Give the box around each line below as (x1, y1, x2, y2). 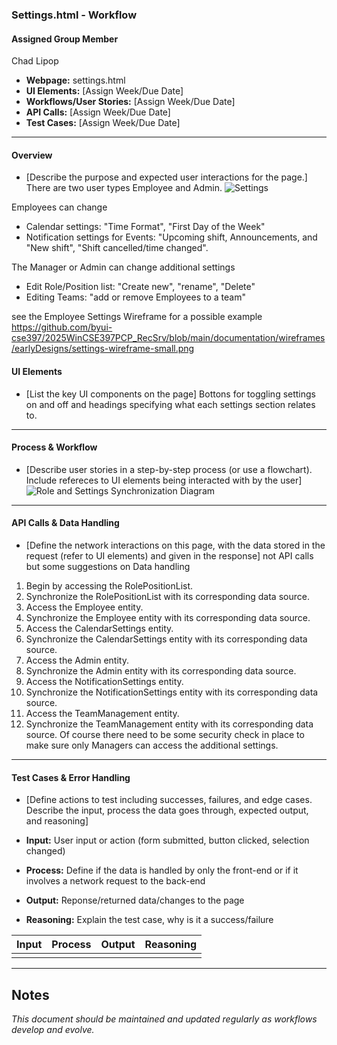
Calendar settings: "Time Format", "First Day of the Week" (25, 221, 266, 233)
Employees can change (11, 201, 108, 213)
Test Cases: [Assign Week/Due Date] (25, 117, 181, 129)
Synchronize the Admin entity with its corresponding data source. (25, 664, 297, 677)
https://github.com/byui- (11, 321, 113, 333)
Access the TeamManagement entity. (25, 707, 180, 719)
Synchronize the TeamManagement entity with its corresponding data (25, 718, 314, 730)
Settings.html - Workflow (11, 8, 138, 22)
